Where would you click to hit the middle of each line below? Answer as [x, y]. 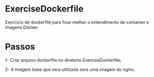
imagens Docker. [22, 27]
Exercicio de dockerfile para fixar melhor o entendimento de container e [77, 22]
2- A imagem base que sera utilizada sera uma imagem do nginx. [70, 69]
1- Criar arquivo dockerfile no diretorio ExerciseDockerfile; [63, 60]
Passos [20, 47]
